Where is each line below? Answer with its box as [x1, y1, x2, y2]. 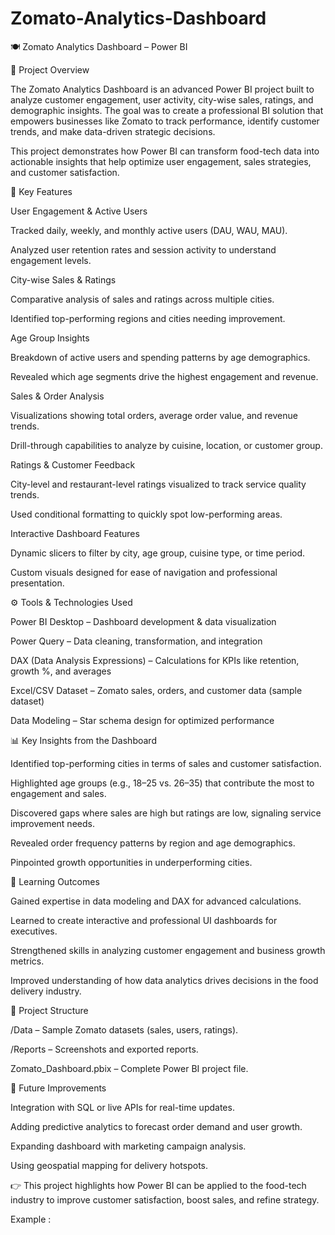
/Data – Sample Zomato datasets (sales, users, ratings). [10, 1023, 239, 1036]
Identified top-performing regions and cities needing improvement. [10, 312, 286, 324]
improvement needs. [10, 817, 95, 829]
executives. [10, 925, 58, 937]
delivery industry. [10, 985, 82, 997]
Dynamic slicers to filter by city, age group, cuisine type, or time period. [10, 547, 306, 559]
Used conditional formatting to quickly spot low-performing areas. [10, 508, 283, 520]
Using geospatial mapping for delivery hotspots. [10, 1159, 208, 1171]
